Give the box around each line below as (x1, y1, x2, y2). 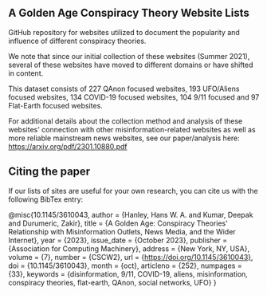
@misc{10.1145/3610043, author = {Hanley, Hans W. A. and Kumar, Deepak (8, 210, 253, 219)
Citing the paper (8, 165, 91, 179)
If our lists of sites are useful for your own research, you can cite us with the (8, 186, 258, 195)
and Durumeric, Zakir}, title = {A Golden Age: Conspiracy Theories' (8, 218, 229, 228)
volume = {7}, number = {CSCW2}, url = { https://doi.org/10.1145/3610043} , (8, 252, 253, 262)
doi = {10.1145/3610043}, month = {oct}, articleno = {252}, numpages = (8, 261, 242, 270)
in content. (8, 68, 44, 78)
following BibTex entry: (8, 195, 84, 204)
